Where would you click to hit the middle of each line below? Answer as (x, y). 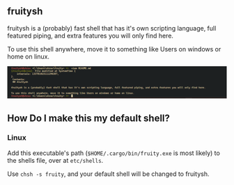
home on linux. (29, 56)
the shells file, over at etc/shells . (55, 160)
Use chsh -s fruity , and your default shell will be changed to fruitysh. (108, 174)
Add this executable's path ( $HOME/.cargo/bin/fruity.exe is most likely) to (114, 153)
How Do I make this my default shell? (89, 118)
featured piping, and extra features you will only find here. (91, 35)
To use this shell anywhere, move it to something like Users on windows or (114, 49)
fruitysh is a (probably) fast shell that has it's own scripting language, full (112, 28)
